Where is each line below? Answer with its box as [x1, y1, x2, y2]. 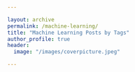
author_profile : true [7, 35, 71, 42]
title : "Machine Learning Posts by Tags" [7, 29, 130, 36]
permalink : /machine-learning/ [7, 22, 99, 30]
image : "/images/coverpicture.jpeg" [13, 48, 120, 55]
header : [7, 42, 30, 49]
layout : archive [7, 16, 55, 23]
